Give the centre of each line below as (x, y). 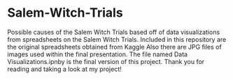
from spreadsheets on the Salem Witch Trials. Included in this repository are (117, 39)
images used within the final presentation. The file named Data (97, 54)
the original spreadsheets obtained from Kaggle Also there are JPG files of (114, 47)
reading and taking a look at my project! (64, 69)
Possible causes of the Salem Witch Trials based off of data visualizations (114, 32)
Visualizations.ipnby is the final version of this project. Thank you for (106, 61)
